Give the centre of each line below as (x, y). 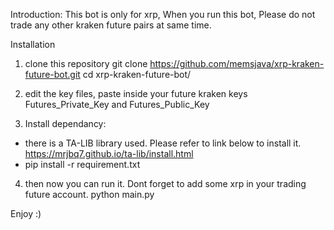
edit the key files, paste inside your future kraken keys (136, 93)
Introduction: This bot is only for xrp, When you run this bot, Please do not (163, 14)
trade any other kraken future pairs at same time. (111, 25)
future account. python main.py (89, 194)
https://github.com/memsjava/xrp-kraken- (237, 63)
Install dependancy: (65, 123)
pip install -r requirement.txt (82, 164)
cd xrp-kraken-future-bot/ (137, 74)
